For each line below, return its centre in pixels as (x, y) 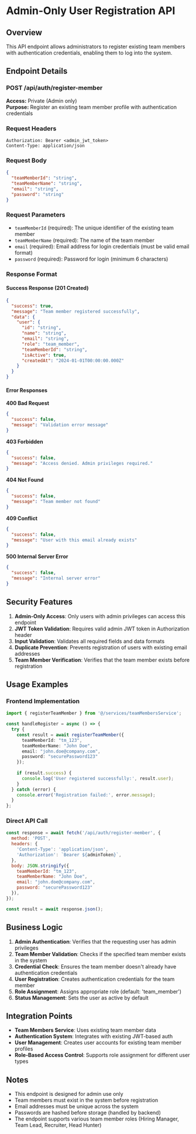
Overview (24, 33)
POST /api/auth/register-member (54, 88)
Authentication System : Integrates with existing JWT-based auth (94, 1037)
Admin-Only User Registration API (91, 11)
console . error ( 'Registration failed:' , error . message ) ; (86, 795)
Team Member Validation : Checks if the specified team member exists (100, 954)
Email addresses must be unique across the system (77, 1106)
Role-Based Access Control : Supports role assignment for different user (102, 1055)
